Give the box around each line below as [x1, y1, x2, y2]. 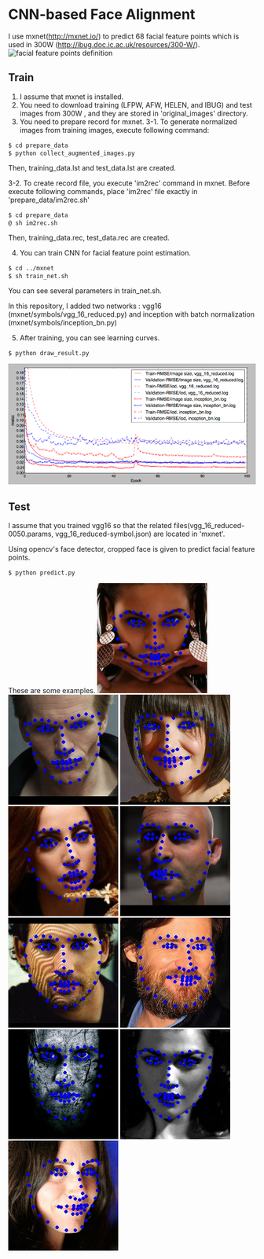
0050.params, [8, 529, 53, 538]
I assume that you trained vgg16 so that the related [8, 520, 173, 530]
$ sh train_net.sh [8, 272, 68, 280]
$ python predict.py [8, 568, 76, 577]
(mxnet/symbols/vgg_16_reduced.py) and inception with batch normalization [8, 309, 255, 319]
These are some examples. [8, 685, 96, 695]
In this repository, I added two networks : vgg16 [8, 301, 163, 310]
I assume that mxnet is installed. [19, 92, 124, 101]
